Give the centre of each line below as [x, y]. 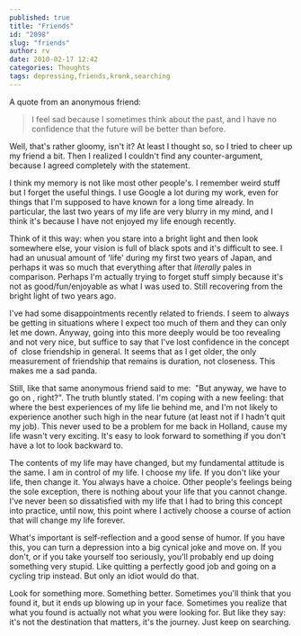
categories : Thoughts [50, 68]
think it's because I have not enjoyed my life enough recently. [123, 220]
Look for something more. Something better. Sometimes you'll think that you [150, 593]
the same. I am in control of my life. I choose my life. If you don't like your [145, 472]
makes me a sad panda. [53, 371]
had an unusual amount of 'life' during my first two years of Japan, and [141, 257]
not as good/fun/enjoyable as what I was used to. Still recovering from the [146, 286]
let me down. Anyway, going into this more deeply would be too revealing [145, 332]
